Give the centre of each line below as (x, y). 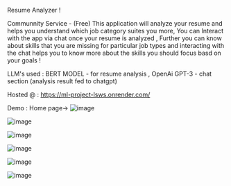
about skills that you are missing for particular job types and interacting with (115, 45)
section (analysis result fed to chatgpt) (62, 81)
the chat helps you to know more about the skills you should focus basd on (114, 53)
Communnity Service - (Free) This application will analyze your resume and (115, 23)
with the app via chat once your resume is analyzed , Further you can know (114, 38)
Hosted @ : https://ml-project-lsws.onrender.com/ (79, 94)
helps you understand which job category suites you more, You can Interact (115, 31)
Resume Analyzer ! (34, 10)
